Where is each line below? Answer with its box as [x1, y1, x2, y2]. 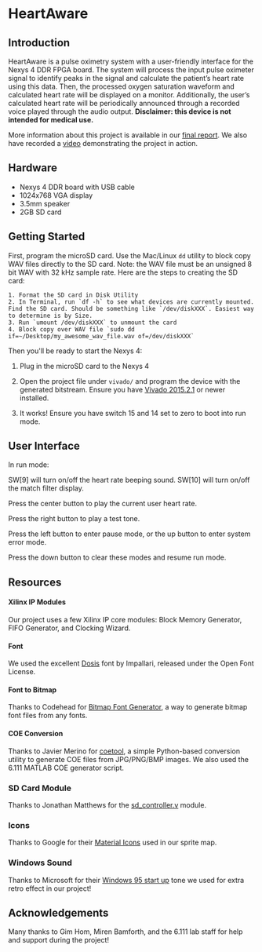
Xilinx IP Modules [8, 597, 67, 607]
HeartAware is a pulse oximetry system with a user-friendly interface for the [8, 57, 253, 66]
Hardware [8, 162, 57, 175]
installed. [19, 393, 49, 403]
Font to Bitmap [8, 684, 57, 695]
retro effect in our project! [8, 884, 92, 893]
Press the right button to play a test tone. [8, 514, 140, 523]
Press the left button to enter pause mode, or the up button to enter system [8, 529, 251, 538]
